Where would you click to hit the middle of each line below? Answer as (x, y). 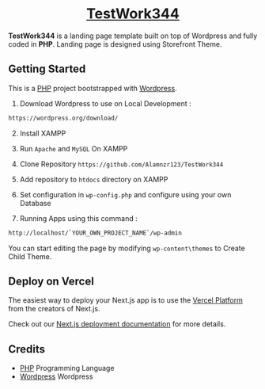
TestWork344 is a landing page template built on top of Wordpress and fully (133, 36)
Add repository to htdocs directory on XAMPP (94, 179)
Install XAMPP (43, 133)
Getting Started (47, 69)
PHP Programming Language (67, 368)
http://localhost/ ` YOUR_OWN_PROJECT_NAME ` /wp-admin (95, 233)
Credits (27, 349)
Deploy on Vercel (51, 281)
